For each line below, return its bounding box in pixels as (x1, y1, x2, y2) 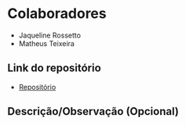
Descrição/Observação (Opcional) (7, 105, 180, 118)
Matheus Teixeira (18, 38, 75, 48)
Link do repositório (7, 62, 101, 75)
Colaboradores (7, 5, 107, 23)
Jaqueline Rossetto (18, 30, 82, 40)
